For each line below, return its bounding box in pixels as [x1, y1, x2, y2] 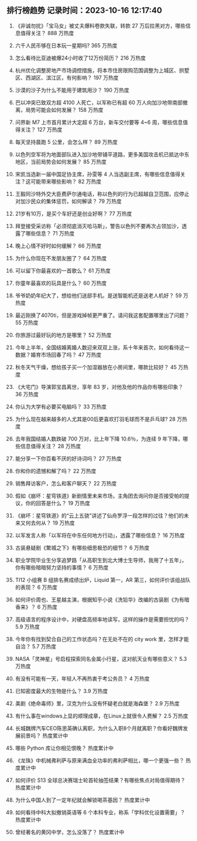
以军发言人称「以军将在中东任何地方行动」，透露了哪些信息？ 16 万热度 [15, 532, 185, 539]
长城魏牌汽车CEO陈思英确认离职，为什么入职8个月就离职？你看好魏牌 [15, 725, 183, 732]
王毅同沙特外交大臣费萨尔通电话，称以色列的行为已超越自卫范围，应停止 [15, 190, 189, 197]
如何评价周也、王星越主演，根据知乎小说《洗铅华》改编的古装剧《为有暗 [15, 596, 189, 603]
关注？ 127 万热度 [20, 126, 63, 133]
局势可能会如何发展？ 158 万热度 [25, 106, 104, 113]
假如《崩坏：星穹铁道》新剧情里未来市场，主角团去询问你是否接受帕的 [15, 492, 185, 499]
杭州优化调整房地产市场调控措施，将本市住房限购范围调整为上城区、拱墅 [15, 67, 189, 74]
